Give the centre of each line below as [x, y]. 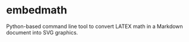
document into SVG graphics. [42, 32]
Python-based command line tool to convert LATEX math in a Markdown [94, 26]
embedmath [37, 10]
